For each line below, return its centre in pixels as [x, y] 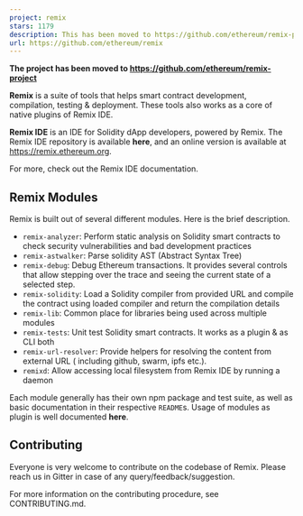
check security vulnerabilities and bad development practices [137, 246]
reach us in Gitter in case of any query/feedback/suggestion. [122, 476]
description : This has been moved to [80, 34]
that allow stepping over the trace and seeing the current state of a [147, 275]
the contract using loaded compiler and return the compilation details [151, 304]
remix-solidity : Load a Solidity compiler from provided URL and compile [158, 294]
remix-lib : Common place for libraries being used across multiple [145, 313]
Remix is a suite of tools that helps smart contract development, [128, 96]
